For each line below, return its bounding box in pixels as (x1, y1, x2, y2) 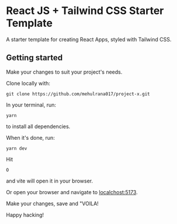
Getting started (6, 53, 63, 63)
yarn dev (6, 145, 27, 151)
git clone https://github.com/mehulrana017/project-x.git (6, 91, 150, 97)
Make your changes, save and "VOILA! (6, 200, 99, 207)
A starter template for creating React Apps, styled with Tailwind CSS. (6, 36, 172, 43)
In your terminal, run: (6, 101, 57, 108)
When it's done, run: (6, 134, 55, 141)
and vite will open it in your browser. (6, 177, 93, 184)
